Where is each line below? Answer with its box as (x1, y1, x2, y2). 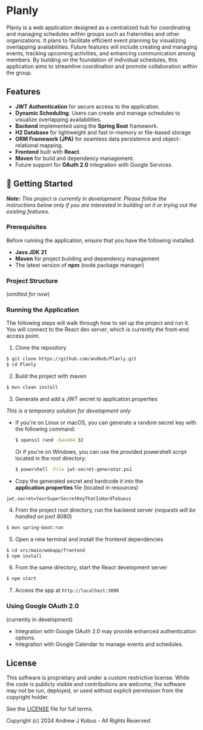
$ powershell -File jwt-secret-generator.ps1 (15, 466, 132, 472)
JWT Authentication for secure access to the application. (15, 103, 161, 110)
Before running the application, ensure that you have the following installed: (6, 237, 195, 244)
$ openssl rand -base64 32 (15, 437, 84, 443)
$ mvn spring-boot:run (6, 524, 64, 530)
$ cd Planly (6, 361, 36, 368)
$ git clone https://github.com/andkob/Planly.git (6, 356, 137, 362)
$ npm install (6, 553, 42, 559)
